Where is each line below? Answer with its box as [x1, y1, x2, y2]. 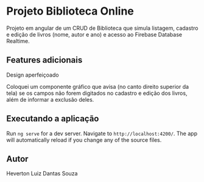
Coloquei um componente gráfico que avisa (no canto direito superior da [6, 83, 189, 90]
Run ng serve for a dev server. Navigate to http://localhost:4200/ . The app [6, 130, 198, 137]
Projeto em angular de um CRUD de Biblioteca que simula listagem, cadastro [6, 24, 199, 32]
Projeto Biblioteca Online [6, 4, 134, 18]
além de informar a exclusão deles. [6, 96, 94, 103]
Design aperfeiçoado [6, 71, 59, 79]
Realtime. [6, 37, 30, 44]
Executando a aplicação [6, 114, 99, 124]
